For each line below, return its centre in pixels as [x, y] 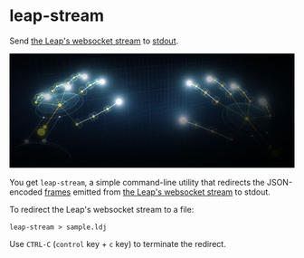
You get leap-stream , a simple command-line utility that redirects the [137, 182]
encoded [26, 192]
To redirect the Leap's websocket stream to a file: [102, 209]
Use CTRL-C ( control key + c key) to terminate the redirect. [118, 244]
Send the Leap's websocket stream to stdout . [94, 41]
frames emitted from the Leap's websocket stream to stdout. [158, 192]
